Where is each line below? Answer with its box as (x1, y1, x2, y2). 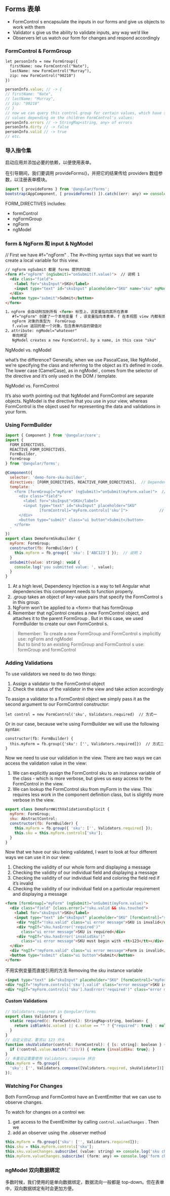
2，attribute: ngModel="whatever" (5, 328, 77, 333)
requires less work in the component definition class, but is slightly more (12, 791, 164, 798)
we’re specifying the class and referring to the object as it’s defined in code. (5, 362, 163, 368)
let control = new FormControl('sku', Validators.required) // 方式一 (5, 712, 157, 717)
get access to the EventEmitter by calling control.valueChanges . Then (12, 1119, 159, 1125)
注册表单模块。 (18, 176, 50, 183)
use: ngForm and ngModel (17, 636, 73, 642)
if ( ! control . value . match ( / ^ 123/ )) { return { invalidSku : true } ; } (10, 1046, 155, 1052)
